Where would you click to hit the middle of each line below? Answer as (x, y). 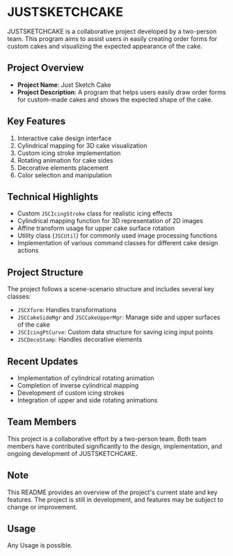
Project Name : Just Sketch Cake (64, 85)
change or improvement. (42, 507)
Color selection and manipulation (65, 175)
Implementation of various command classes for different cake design (118, 243)
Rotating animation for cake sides (65, 160)
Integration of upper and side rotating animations (87, 400)
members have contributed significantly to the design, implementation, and (115, 446)
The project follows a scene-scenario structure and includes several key (111, 289)
